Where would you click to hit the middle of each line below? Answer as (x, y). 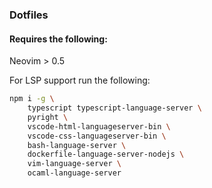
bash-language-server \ (77, 145)
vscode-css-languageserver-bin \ (97, 136)
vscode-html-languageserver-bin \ (99, 126)
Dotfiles (29, 15)
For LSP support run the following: (80, 80)
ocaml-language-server (74, 173)
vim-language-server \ (74, 164)
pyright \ (48, 117)
